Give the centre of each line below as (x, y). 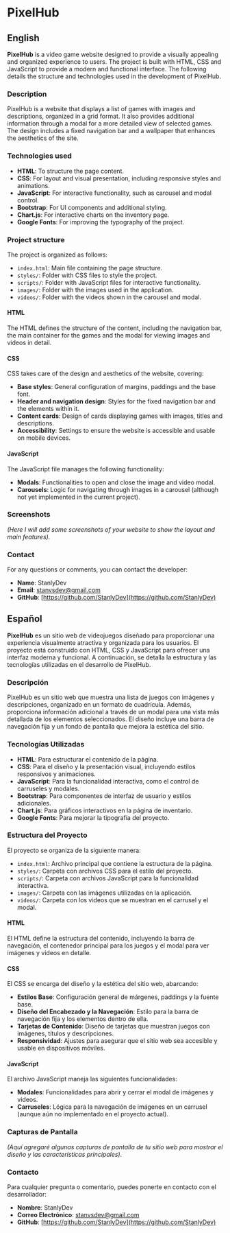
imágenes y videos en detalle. (49, 953)
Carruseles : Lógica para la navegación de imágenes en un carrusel (112, 1107)
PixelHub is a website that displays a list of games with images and (101, 109)
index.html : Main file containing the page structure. (90, 268)
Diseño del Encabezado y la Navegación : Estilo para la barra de (107, 1012)
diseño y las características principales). (65, 1154)
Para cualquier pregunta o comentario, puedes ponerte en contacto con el (112, 1187)
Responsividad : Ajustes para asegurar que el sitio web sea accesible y (117, 1041)
